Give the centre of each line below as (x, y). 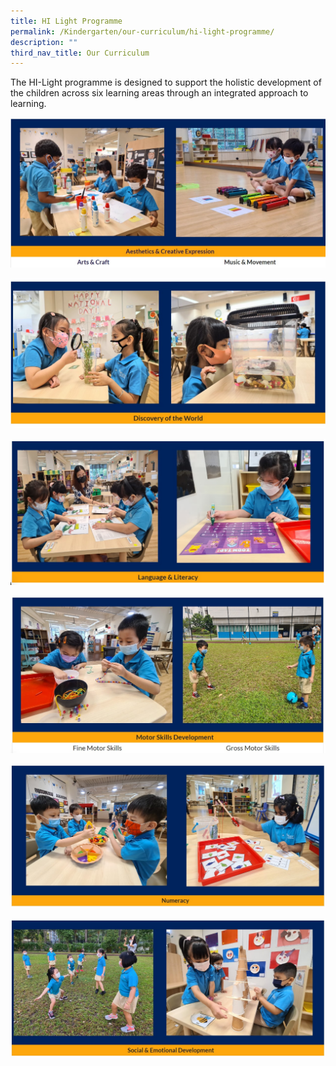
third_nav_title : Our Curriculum (80, 53)
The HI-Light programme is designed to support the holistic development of (166, 82)
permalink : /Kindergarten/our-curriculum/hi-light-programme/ (142, 31)
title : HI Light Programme (66, 21)
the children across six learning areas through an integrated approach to (159, 93)
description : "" (44, 42)
